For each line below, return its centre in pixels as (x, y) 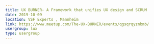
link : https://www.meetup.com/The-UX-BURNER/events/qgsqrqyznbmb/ (77, 24)
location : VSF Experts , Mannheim (42, 19)
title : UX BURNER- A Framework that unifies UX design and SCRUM (76, 10)
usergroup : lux (21, 29)
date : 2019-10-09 (24, 15)
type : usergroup (22, 33)
